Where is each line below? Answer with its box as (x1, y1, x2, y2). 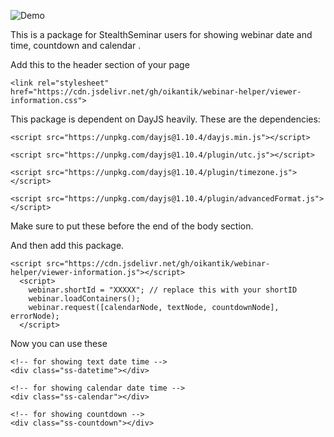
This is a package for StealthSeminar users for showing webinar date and (10, 29, 313, 40)
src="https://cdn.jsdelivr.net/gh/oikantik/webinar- (46, 259, 271, 269)
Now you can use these (10, 338, 108, 349)
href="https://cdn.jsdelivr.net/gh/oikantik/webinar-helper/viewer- (10, 87, 302, 97)
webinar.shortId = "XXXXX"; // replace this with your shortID (28, 285, 298, 295)
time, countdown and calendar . (10, 40, 142, 51)
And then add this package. (10, 240, 125, 251)
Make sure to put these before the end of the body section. (10, 220, 254, 232)
